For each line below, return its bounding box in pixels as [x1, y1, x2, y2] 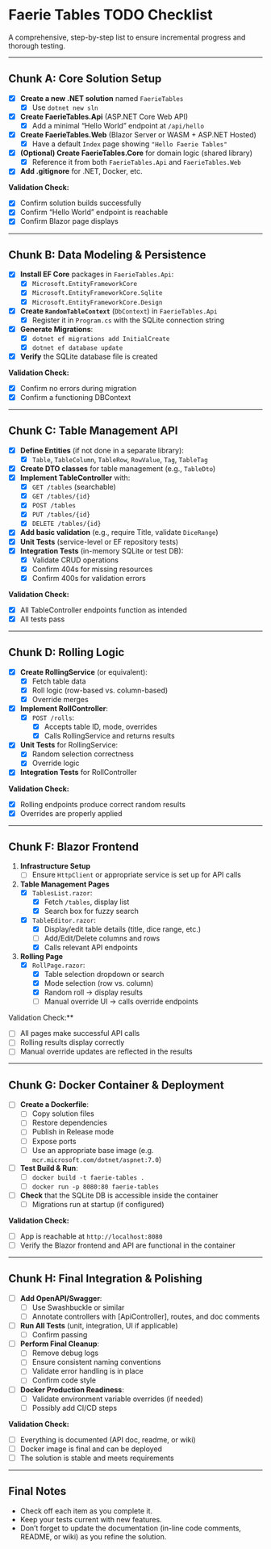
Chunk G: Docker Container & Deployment [8, 1078, 224, 1092]
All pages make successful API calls [19, 1029, 140, 1038]
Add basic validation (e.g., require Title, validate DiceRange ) [19, 528, 219, 537]
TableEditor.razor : [31, 915, 97, 924]
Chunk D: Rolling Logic [8, 646, 125, 659]
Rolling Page [19, 951, 63, 961]
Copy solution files [31, 1109, 94, 1118]
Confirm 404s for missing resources [31, 564, 153, 574]
